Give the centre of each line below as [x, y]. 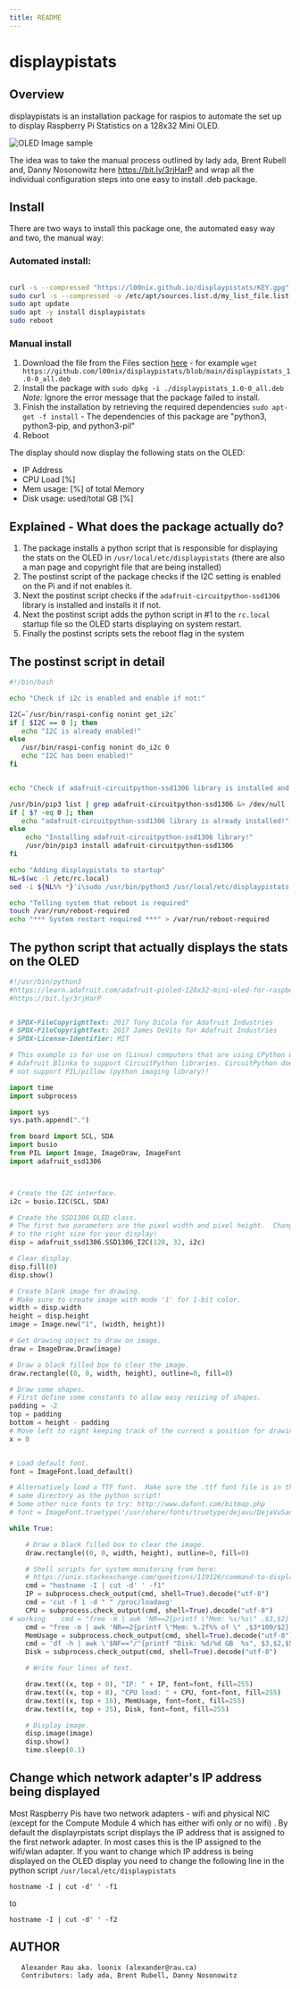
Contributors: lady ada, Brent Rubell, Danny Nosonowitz [129, 1975]
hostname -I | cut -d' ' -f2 [63, 1919]
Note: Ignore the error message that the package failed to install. [141, 397]
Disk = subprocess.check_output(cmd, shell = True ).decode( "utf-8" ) [151, 1652]
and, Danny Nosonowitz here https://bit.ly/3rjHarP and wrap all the [132, 170]
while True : [31, 1528]
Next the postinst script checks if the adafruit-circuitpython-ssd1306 [151, 595]
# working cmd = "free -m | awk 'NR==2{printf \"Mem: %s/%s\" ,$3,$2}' [151, 1619]
